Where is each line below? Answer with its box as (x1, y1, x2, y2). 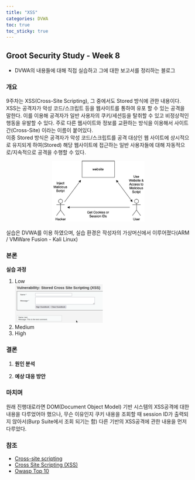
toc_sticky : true (6, 28, 49, 34)
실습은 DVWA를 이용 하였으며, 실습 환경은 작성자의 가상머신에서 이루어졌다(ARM (6, 229, 190, 236)
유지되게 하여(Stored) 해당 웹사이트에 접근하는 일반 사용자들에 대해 (12, 142, 165, 149)
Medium (14, 324, 35, 331)
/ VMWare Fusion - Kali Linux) (6, 236, 78, 243)
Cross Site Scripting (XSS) (14, 461, 78, 468)
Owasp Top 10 (14, 468, 50, 475)
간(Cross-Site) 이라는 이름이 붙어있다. (6, 127, 94, 134)
